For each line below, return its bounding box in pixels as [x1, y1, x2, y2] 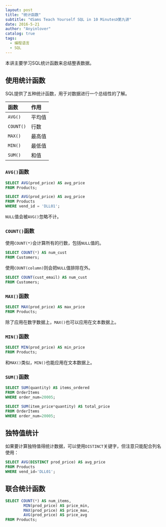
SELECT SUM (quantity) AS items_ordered [5, 385, 90, 391]
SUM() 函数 [5, 373, 29, 380]
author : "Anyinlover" [5, 26, 51, 32]
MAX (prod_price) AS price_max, [23, 508, 90, 513]
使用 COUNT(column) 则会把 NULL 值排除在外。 [5, 265, 93, 271]
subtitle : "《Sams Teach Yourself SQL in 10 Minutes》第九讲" [5, 17, 132, 22]
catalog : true [5, 31, 36, 36]
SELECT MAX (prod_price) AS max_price [5, 305, 85, 310]
